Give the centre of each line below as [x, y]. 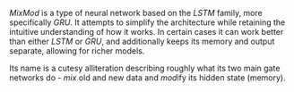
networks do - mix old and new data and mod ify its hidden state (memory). [148, 78]
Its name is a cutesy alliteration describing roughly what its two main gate [145, 68]
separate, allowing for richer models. [77, 51]
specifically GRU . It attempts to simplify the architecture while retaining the [147, 22]
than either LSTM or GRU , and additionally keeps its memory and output [142, 41]
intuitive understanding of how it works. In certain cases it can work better [147, 32]
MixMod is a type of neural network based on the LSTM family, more [136, 13]
